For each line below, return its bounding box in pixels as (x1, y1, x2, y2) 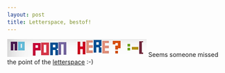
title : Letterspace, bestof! (7, 18, 92, 26)
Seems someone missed (148, 50, 219, 58)
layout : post (7, 11, 45, 18)
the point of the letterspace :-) (7, 58, 94, 66)
